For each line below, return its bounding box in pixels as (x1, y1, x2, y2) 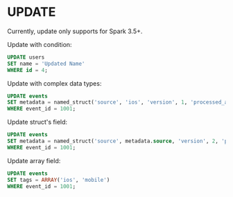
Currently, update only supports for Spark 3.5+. (7, 27, 143, 35)
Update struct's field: (7, 118, 68, 126)
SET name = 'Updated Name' (7, 60, 85, 67)
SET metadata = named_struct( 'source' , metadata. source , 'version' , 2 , (7, 138, 218, 145)
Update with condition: (7, 40, 72, 48)
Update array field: (7, 156, 61, 165)
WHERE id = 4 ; (7, 66, 49, 73)
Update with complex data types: (7, 79, 102, 87)
